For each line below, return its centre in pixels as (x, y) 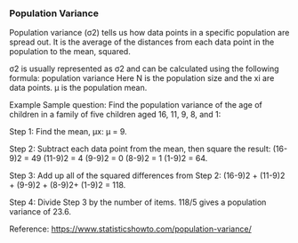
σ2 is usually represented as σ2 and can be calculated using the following (144, 69)
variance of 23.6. (40, 212)
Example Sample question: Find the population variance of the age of (136, 105)
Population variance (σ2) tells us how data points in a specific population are (149, 33)
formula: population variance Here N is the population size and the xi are (142, 78)
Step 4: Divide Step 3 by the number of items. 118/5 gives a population (138, 202)
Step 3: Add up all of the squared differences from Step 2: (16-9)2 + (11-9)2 (147, 175)
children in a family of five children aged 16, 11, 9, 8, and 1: (115, 115)
